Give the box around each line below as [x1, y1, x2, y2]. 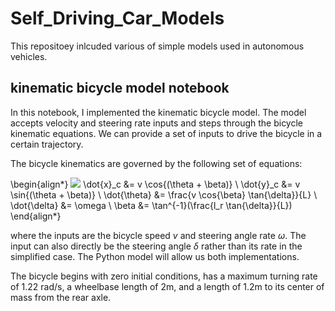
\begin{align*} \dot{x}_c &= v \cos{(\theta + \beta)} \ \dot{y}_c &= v [10, 178, 301, 190]
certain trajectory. [10, 138, 84, 150]
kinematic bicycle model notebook [10, 80, 230, 97]
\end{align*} [10, 210, 62, 222]
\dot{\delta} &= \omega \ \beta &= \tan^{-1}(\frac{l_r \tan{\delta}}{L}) [10, 199, 293, 211]
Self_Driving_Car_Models [10, 7, 225, 30]
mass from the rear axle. [10, 291, 112, 303]
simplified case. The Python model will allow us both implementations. [10, 250, 300, 262]
